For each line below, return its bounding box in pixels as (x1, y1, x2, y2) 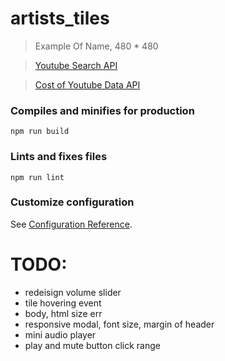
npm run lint (10, 172, 65, 182)
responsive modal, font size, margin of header (24, 318, 215, 330)
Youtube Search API (34, 59, 118, 71)
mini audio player (24, 328, 97, 341)
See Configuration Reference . (10, 218, 133, 230)
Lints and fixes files (10, 150, 108, 164)
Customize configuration (10, 195, 135, 209)
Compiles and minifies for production (10, 103, 195, 117)
